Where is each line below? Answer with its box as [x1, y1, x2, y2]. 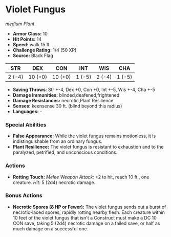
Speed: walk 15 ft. [12, 41, 51, 47]
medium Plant [5, 21, 35, 27]
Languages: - [12, 108, 42, 114]
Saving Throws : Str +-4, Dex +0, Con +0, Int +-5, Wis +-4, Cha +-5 [12, 86, 155, 93]
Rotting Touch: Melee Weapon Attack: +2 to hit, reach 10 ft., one [12, 174, 149, 180]
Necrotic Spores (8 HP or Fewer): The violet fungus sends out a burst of [12, 204, 166, 210]
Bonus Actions [5, 192, 42, 199]
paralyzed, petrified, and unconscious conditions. [12, 149, 118, 155]
